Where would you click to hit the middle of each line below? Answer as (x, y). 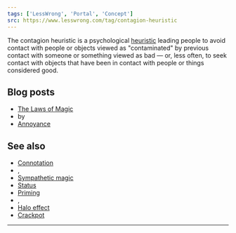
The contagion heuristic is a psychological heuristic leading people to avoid (117, 40)
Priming (29, 193)
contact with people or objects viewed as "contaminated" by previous (108, 48)
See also (26, 146)
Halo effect (34, 208)
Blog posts (31, 92)
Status (27, 185)
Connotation (35, 163)
